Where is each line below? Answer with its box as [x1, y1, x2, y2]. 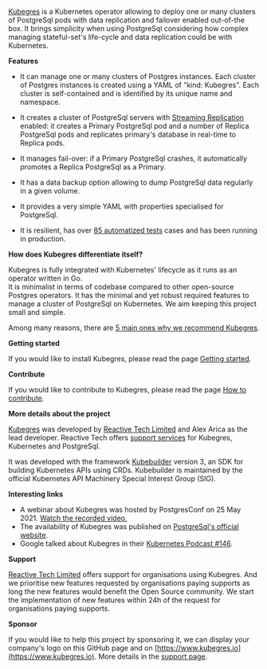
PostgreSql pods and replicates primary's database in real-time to [19, 129, 237, 139]
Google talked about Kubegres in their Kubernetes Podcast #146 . [19, 539, 234, 548]
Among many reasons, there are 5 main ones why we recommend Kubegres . [8, 323, 260, 333]
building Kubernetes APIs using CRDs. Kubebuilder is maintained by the [8, 465, 243, 475]
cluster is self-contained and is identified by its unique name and [19, 89, 233, 98]
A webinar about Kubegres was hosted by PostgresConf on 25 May [19, 505, 241, 514]
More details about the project [8, 409, 111, 418]
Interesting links [8, 489, 64, 499]
